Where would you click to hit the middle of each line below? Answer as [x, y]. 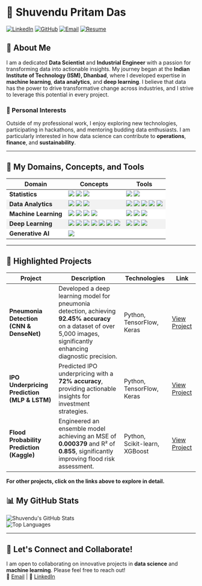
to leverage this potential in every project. [58, 94]
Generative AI [29, 233]
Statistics [23, 194]
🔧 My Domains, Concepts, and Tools [75, 167]
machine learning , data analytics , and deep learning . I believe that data [96, 81]
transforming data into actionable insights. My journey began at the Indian [98, 69]
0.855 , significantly [86, 451]
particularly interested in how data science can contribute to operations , [96, 136]
